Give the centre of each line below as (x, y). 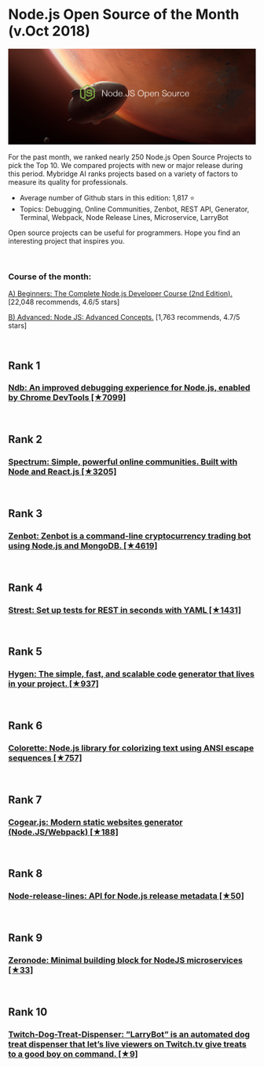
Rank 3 (26, 513)
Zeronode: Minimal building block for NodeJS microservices (126, 960)
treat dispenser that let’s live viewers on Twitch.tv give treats (127, 1044)
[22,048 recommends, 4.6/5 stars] (64, 302)
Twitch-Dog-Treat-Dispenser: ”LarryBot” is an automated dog (129, 1034)
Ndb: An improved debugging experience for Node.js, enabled (129, 388)
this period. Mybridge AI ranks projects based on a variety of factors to (123, 174)
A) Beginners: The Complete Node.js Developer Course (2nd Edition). (121, 294)
